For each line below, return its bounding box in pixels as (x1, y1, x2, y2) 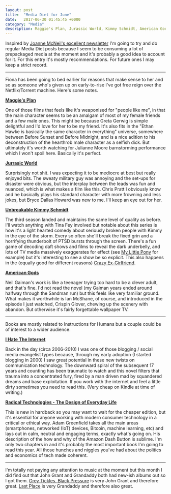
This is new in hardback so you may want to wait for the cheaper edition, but (5, 409, 166, 415)
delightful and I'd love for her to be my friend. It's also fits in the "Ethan (5, 123, 154, 130)
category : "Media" (5, 21, 44, 27)
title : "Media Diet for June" (5, 12, 72, 17)
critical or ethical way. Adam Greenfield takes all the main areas (5, 420, 138, 426)
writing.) (5, 389, 23, 395)
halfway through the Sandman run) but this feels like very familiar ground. (5, 290, 160, 296)
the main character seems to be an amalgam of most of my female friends (5, 112, 160, 118)
